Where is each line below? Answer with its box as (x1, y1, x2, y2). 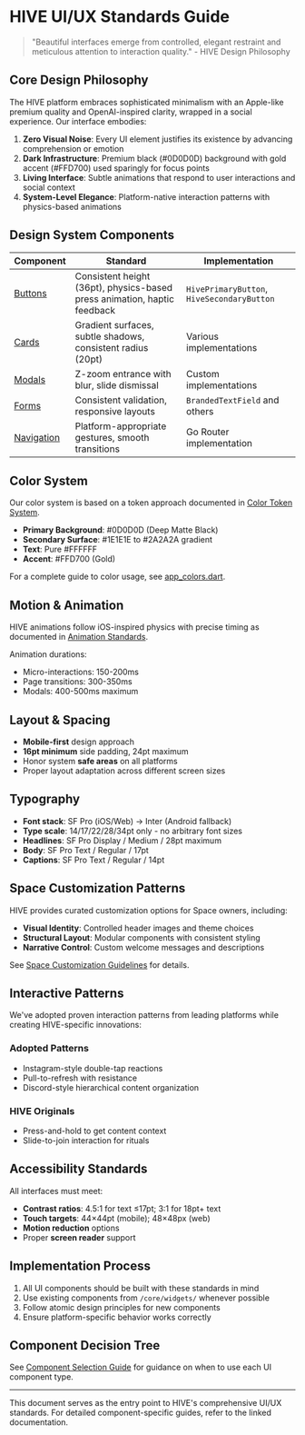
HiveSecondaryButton (185, 294, 275, 304)
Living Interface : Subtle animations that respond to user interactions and (22, 172, 296, 183)
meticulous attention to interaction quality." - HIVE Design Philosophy (31, 45, 290, 56)
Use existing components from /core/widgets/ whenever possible (22, 1292, 271, 1303)
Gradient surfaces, (74, 318, 154, 331)
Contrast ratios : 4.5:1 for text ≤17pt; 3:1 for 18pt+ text (22, 1202, 221, 1214)
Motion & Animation (9, 597, 124, 613)
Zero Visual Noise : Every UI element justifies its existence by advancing (22, 134, 293, 144)
